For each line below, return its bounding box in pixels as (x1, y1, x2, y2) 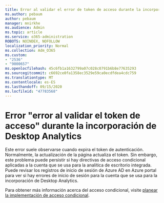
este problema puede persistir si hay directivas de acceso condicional (5, 157, 146, 163)
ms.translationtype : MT (5, 75, 54, 80)
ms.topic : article (5, 30, 42, 35)
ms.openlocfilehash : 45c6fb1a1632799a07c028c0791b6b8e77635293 (5, 66, 137, 71)
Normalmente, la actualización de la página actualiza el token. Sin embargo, (5, 152, 158, 158)
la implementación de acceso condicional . (5, 192, 90, 198)
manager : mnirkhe (5, 20, 41, 26)
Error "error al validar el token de (5, 110, 141, 121)
